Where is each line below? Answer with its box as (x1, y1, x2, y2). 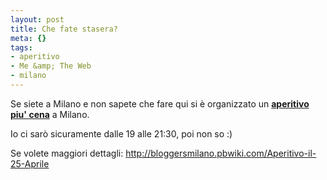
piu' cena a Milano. (10, 108, 90, 120)
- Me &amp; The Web (10, 61, 92, 71)
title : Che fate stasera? (10, 24, 118, 34)
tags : (10, 42, 33, 53)
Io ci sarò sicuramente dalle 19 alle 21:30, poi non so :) (10, 127, 233, 140)
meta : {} (10, 33, 47, 43)
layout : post (10, 14, 65, 25)
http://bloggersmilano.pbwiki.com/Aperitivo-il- (125, 147, 317, 159)
